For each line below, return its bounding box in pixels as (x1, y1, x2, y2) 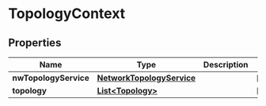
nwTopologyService (12, 72, 89, 83)
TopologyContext (8, 5, 126, 23)
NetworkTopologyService (97, 72, 196, 83)
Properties (8, 36, 62, 49)
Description (203, 60, 249, 70)
